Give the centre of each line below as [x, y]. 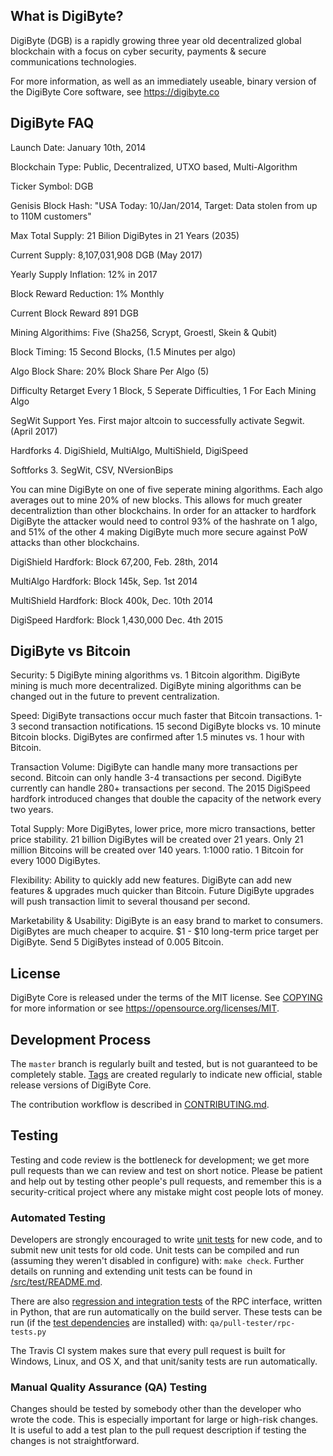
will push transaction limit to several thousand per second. [130, 901]
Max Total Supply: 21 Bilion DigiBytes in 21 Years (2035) [125, 235]
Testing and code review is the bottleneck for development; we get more [160, 1160]
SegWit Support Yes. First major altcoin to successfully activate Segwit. [157, 420]
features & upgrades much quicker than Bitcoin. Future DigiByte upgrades [162, 891]
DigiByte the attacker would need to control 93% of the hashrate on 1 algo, [164, 521]
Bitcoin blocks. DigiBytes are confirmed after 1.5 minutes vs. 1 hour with [157, 737]
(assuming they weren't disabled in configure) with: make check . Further [157, 1261]
